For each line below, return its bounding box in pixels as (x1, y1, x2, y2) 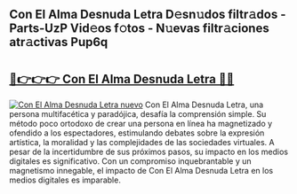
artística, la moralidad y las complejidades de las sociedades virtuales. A (9, 137, 275, 147)
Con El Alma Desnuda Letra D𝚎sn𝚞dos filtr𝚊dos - (9, 7, 286, 22)
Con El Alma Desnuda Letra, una (145, 99, 264, 110)
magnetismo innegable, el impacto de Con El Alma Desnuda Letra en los (9, 166, 274, 175)
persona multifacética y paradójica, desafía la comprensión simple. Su (9, 109, 267, 119)
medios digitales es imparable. (9, 175, 122, 185)
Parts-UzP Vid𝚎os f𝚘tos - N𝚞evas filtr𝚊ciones (9, 21, 269, 36)
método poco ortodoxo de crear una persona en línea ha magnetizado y (9, 119, 273, 128)
